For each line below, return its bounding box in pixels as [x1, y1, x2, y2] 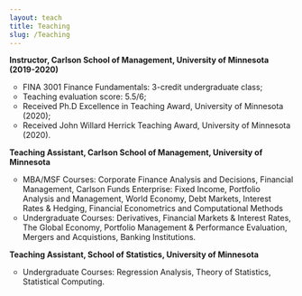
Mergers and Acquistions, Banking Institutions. [22, 232, 197, 243]
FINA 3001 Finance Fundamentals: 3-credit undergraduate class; [22, 82, 263, 93]
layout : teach [9, 13, 63, 23]
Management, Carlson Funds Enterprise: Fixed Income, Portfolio [22, 184, 261, 195]
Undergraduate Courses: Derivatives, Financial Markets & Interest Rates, [22, 213, 291, 224]
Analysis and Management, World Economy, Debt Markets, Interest [22, 193, 272, 204]
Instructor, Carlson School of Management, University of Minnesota [9, 55, 270, 66]
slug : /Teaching [9, 30, 70, 39]
